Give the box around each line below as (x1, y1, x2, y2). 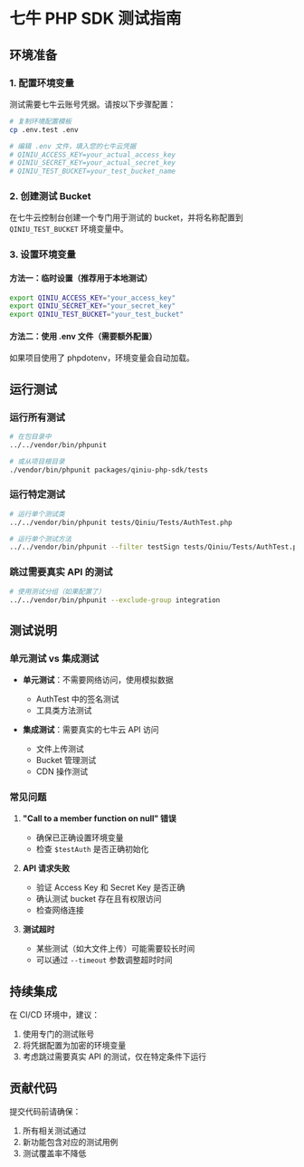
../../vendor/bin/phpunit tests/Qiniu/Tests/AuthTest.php (9, 518, 233, 527)
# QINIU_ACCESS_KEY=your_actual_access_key (9, 150, 176, 159)
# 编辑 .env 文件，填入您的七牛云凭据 (9, 141, 137, 150)
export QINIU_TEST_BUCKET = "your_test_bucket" (9, 310, 184, 320)
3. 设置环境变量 (9, 248, 77, 261)
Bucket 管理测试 (35, 755, 97, 766)
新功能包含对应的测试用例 (22, 1137, 119, 1148)
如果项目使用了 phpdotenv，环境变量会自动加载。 (9, 352, 195, 363)
